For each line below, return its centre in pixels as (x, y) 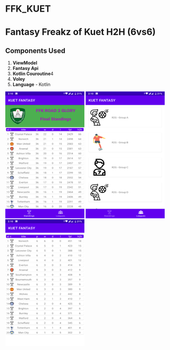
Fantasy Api (26, 68)
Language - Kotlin (31, 85)
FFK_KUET (28, 9)
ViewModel (25, 63)
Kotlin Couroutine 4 (33, 74)
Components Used (35, 50)
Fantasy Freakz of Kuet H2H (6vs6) (80, 32)
